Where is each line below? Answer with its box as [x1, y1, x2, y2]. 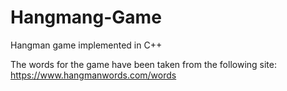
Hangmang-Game [10, 6, 162, 29]
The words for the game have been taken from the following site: [10, 58, 278, 70]
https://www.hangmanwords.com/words [10, 69, 177, 81]
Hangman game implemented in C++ [10, 39, 163, 51]
